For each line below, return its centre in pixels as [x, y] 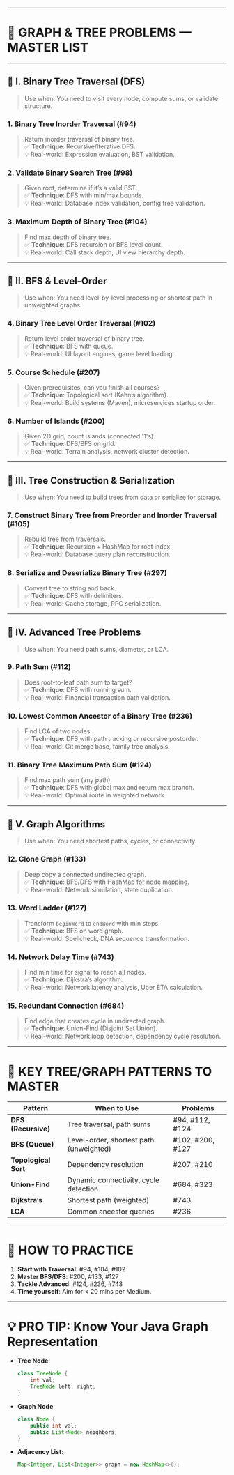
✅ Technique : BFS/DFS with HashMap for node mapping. [107, 882]
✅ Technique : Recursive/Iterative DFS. [80, 146]
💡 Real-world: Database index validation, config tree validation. [115, 204]
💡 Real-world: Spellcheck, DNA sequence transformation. [107, 938]
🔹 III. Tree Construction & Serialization [91, 481]
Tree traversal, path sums [109, 1124]
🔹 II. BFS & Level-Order [57, 281]
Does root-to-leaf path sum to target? [78, 682]
